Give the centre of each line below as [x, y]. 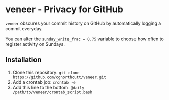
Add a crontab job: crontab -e [44, 82]
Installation [23, 60]
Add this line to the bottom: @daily [48, 87]
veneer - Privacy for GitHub [64, 9]
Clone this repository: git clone [46, 72]
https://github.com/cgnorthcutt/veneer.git [59, 77]
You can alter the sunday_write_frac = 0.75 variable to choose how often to [84, 39]
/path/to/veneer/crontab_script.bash [53, 92]
